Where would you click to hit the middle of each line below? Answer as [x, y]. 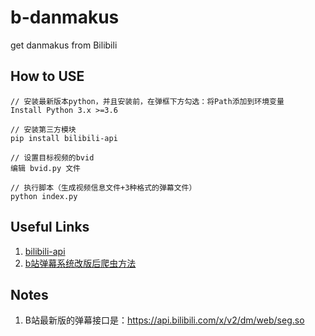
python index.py [44, 196]
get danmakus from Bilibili [64, 45]
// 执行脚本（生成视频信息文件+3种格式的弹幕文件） [103, 187]
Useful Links [50, 227]
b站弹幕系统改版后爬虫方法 [80, 263]
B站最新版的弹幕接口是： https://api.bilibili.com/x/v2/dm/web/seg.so [164, 320]
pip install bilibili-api [64, 138]
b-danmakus [65, 17]
